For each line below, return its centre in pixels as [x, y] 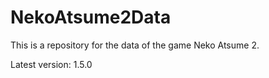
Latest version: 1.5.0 [51, 64]
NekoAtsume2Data [91, 17]
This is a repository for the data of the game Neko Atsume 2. [135, 45]
